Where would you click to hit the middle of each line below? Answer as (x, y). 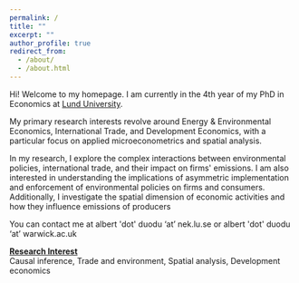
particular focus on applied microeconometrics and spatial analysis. (136, 141)
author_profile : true (50, 43)
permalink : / (34, 18)
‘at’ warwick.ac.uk (43, 233)
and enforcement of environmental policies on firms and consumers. (137, 187)
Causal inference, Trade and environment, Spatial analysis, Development (145, 260)
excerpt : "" (32, 34)
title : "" (28, 26)
